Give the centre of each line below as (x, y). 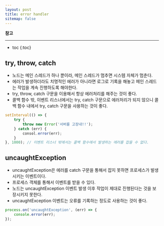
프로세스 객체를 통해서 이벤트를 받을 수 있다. (54, 182)
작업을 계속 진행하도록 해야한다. (47, 88)
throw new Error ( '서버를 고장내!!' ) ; (58, 124)
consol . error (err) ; (42, 133)
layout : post (18, 10)
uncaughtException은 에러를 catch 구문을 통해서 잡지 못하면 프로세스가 (81, 170)
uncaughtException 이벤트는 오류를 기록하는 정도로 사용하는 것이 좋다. (80, 201)
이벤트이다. (36, 176)
